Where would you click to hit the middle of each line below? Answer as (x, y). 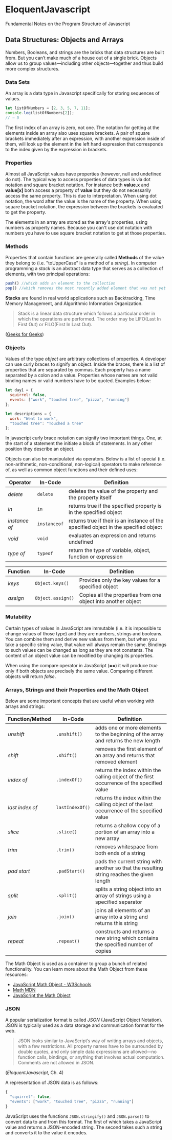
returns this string (116, 923)
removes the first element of (129, 749)
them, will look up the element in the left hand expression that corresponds (84, 144)
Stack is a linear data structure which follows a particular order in (87, 314)
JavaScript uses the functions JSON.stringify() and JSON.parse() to (77, 1116)
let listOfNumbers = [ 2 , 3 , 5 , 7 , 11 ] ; (48, 108)
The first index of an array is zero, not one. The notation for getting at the (82, 128)
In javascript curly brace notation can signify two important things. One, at (84, 438)
